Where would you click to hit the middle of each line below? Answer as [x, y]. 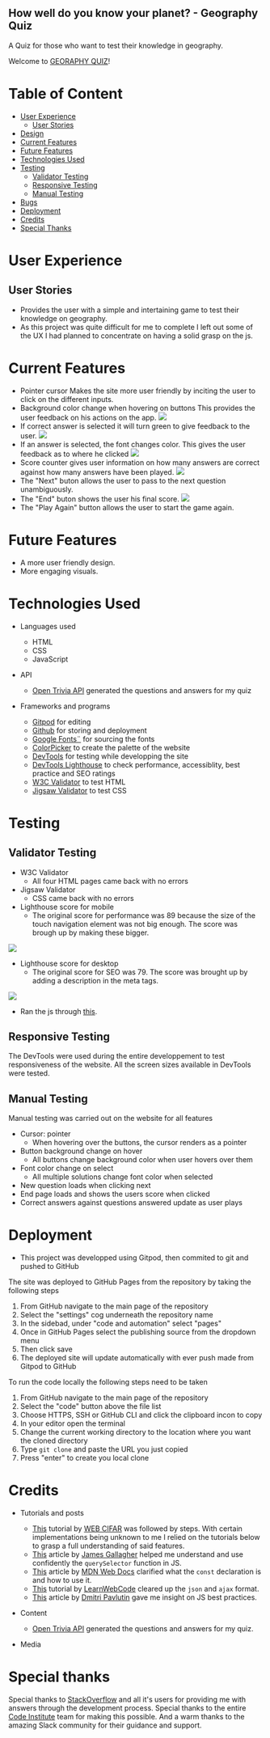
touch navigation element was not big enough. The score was [135, 924]
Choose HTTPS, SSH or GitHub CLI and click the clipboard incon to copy [141, 1415]
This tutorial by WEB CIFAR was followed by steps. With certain [137, 1529]
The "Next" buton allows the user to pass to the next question [123, 480]
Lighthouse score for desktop [69, 963]
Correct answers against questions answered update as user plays [131, 1203]
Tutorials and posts [52, 1513]
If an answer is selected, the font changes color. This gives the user [133, 444]
